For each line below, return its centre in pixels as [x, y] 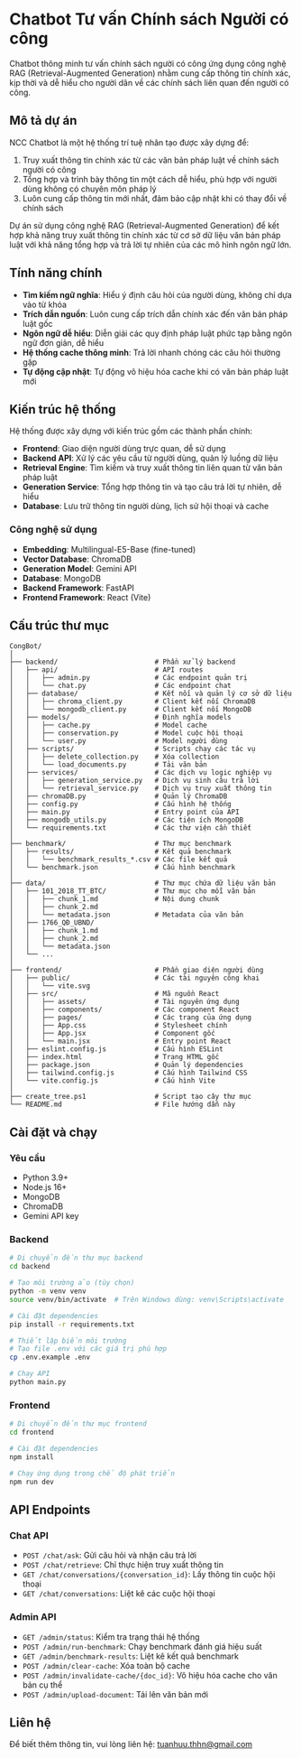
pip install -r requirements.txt [72, 1324]
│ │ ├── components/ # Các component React [125, 1010]
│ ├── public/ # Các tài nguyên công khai [134, 978]
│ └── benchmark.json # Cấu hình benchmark [123, 868]
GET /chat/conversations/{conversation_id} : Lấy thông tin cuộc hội [149, 1575]
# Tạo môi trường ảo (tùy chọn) [72, 1283]
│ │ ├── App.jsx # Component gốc [113, 1034]
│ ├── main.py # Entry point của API [125, 813]
